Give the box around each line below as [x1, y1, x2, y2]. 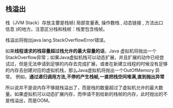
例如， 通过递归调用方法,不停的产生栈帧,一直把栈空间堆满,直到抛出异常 [15, 74, 165, 80]
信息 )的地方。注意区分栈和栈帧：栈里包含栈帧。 [5, 26, 108, 32]
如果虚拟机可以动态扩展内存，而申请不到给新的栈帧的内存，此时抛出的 [14, 91, 163, 97]
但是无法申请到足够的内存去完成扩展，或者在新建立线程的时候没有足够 [19, 61, 168, 67]
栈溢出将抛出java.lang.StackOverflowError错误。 [5, 37, 108, 43]
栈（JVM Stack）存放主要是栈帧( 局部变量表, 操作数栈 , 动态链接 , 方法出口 [5, 20, 164, 26]
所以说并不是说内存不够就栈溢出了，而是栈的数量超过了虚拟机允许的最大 [5, 84, 159, 91]
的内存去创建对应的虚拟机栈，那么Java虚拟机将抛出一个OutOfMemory [5, 67, 154, 73]
